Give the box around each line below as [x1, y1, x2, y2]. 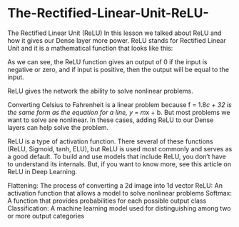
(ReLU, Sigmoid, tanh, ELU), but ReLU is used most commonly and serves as [7, 144, 233, 153]
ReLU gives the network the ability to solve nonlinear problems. [7, 86, 194, 95]
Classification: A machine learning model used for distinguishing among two [7, 203, 231, 212]
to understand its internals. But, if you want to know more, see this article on [7, 159, 232, 168]
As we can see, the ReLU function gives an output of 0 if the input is [7, 57, 208, 66]
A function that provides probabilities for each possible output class [7, 196, 207, 205]
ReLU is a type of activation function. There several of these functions [7, 137, 213, 146]
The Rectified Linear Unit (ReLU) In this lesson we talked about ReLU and [7, 29, 222, 37]
